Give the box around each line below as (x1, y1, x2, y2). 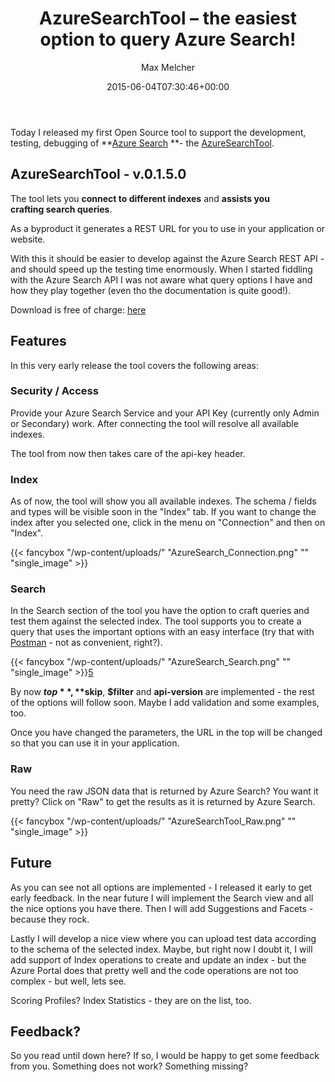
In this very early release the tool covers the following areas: (10, 359, 259, 371)
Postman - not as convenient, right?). (10, 637, 163, 649)
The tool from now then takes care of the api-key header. (10, 447, 246, 459)
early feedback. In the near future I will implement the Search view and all (10, 892, 314, 904)
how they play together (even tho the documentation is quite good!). (10, 284, 292, 296)
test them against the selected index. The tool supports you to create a (10, 615, 302, 627)
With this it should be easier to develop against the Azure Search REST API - (10, 252, 325, 264)
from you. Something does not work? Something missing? (10, 1060, 249, 1072)
